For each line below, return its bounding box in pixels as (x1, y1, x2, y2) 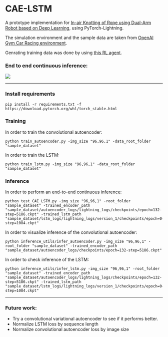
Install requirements (5, 91, 55, 98)
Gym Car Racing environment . (5, 40, 67, 46)
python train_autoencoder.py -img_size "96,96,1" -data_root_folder (5, 139, 151, 144)
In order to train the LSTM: (5, 152, 59, 158)
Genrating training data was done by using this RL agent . (5, 50, 122, 56)
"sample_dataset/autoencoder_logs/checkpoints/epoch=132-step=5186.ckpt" (5, 248, 162, 253)
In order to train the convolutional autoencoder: (5, 129, 102, 135)
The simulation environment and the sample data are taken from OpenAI (5, 35, 154, 41)
